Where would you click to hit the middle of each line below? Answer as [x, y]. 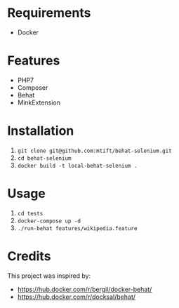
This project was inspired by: [49, 276]
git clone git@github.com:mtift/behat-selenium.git [94, 151]
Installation [41, 131]
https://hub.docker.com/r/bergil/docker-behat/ [85, 289]
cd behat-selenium [44, 158]
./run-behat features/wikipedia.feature [77, 228]
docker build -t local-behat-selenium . [77, 166]
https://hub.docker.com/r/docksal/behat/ [76, 297]
